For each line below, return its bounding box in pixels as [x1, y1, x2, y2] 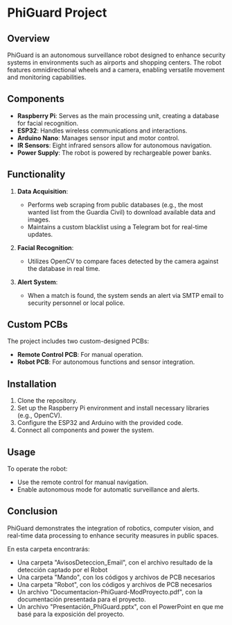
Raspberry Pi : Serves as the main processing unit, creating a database [17, 111, 220, 119]
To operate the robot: [7, 465, 68, 473]
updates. [27, 230, 53, 238]
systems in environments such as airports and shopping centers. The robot [7, 58, 222, 67]
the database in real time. [27, 264, 100, 272]
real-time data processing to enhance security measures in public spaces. [7, 531, 220, 540]
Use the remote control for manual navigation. [17, 478, 149, 487]
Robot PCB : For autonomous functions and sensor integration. [17, 358, 195, 366]
